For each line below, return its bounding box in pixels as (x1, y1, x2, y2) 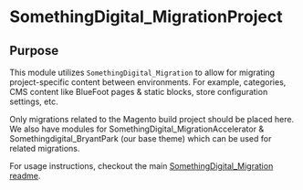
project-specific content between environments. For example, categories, (9, 77, 287, 88)
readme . (9, 171, 41, 181)
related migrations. (9, 143, 80, 153)
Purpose (9, 43, 59, 58)
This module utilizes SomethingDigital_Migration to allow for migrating (9, 67, 276, 78)
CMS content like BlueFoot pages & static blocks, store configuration (9, 87, 268, 97)
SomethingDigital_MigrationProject (9, 6, 283, 27)
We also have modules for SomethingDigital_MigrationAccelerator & (9, 123, 265, 134)
